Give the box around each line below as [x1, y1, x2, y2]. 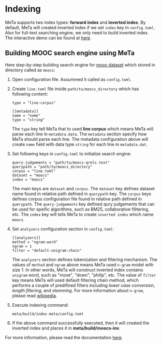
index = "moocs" [12, 177, 45, 182]
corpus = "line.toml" [12, 168, 56, 173]
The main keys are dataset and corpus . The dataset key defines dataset [12, 185, 155, 191]
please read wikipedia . [12, 293, 57, 298]
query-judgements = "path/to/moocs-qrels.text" [12, 160, 110, 165]
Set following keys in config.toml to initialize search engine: [12, 150, 132, 156]
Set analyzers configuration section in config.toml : [12, 226, 115, 231]
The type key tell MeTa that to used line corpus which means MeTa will [12, 126, 154, 131]
